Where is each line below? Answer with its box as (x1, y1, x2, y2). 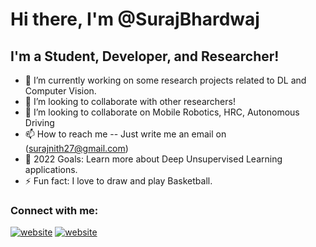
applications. (24, 164, 78, 175)
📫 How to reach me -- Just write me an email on (24, 128, 227, 140)
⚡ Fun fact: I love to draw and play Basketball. (24, 175, 213, 187)
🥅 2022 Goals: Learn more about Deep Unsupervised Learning (24, 153, 283, 165)
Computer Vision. (24, 85, 97, 97)
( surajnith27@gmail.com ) (24, 143, 129, 154)
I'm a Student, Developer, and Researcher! (10, 48, 280, 65)
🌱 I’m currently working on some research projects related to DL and (24, 74, 307, 86)
